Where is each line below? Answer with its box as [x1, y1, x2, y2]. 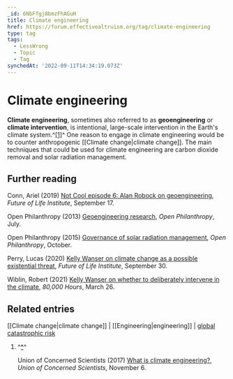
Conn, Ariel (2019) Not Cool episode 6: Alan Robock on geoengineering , [7, 192, 214, 200]
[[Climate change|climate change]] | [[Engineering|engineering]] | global [7, 322, 216, 330]
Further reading [7, 173, 77, 185]
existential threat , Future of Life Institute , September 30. [7, 262, 168, 270]
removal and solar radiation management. [7, 152, 127, 161]
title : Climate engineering [7, 17, 89, 24]
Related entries [7, 303, 75, 315]
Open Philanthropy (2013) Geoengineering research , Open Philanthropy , [7, 213, 215, 221]
